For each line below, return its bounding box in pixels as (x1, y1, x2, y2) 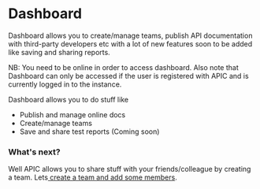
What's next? (8, 146, 61, 157)
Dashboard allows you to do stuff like (8, 94, 128, 104)
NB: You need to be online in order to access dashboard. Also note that (8, 62, 239, 72)
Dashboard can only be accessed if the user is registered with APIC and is (8, 71, 250, 80)
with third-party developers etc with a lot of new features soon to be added (8, 39, 253, 48)
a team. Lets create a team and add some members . (8, 172, 177, 182)
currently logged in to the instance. (8, 80, 122, 89)
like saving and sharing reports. (8, 47, 110, 57)
